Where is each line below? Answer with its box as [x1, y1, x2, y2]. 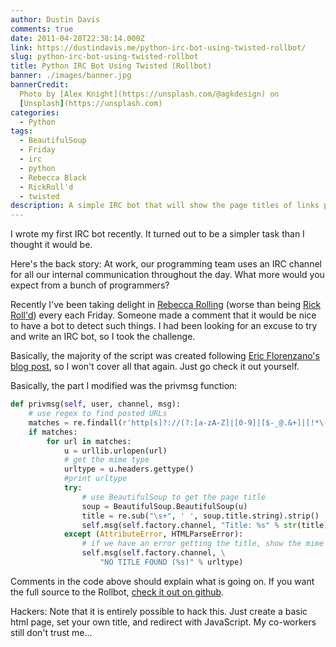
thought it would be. [10, 239, 93, 251]
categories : [10, 107, 60, 118]
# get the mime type [63, 455, 150, 465]
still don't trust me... [10, 626, 93, 638]
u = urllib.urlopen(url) [63, 446, 168, 456]
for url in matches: [46, 436, 132, 446]
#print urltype [63, 474, 128, 484]
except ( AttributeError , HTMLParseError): [63, 529, 244, 540]
